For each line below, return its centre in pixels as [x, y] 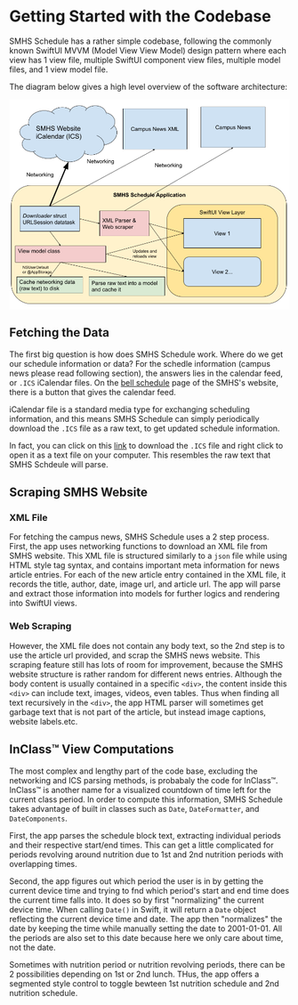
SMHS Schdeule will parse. [59, 464]
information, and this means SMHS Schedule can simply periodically [134, 418]
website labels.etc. [44, 721]
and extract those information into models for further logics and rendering [145, 594]
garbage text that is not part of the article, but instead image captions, [138, 712]
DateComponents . [39, 818]
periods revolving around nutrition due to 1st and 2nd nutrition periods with [146, 854]
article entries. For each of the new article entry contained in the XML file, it [148, 575]
